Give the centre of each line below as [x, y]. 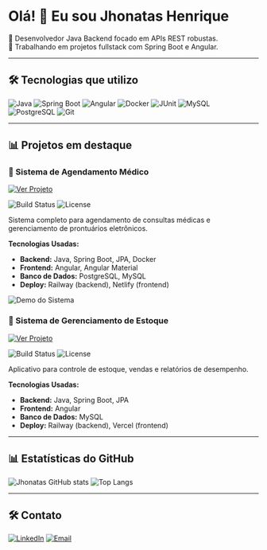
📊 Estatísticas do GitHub [71, 459]
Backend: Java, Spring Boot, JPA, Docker [88, 259]
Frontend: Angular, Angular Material [79, 268]
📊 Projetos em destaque [70, 145]
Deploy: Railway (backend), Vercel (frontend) [94, 425]
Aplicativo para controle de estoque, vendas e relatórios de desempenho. [128, 369]
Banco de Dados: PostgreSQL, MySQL [83, 276]
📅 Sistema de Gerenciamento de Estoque [89, 321]
